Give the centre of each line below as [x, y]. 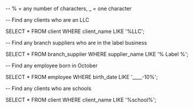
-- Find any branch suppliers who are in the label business [76, 43]
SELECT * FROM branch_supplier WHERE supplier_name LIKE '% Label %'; [97, 54]
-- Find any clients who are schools [49, 88]
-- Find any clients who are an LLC [47, 20]
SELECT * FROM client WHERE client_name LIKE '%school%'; [81, 100]
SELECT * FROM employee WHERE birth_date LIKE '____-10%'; [82, 77]
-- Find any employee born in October [52, 65]
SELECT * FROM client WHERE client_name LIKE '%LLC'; [75, 31]
